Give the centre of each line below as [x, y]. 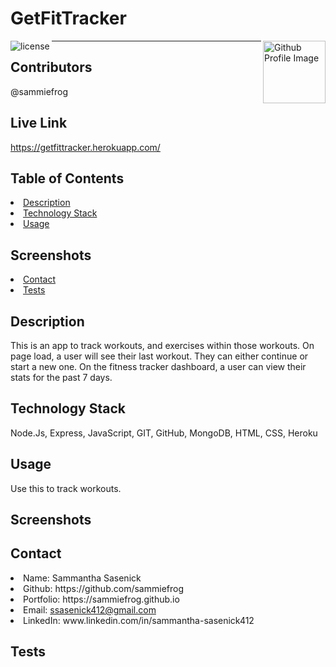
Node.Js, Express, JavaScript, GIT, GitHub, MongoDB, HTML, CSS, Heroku [164, 433]
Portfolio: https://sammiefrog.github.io [101, 599]
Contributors [51, 67]
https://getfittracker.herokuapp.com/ [85, 147]
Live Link [39, 123]
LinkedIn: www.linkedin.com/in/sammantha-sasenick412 [139, 620]
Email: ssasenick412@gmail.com [90, 609]
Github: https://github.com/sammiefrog [103, 588]
